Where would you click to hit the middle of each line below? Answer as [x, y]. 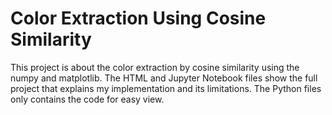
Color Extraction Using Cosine [138, 18]
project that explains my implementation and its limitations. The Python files [166, 88]
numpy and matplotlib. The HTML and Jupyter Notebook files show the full [164, 78]
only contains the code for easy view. [87, 99]
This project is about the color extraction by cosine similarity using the [155, 67]
